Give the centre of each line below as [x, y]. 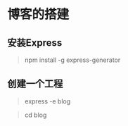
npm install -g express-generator [72, 60]
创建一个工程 [35, 84]
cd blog [36, 115]
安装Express [35, 43]
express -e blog [47, 101]
